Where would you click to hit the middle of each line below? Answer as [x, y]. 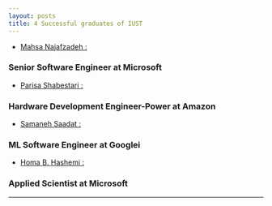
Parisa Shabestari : [51, 85]
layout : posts [32, 16]
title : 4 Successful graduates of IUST [76, 24]
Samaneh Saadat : [51, 124]
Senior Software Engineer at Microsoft [85, 67]
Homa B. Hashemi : [52, 162]
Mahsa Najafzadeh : [53, 46]
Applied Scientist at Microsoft [68, 183]
